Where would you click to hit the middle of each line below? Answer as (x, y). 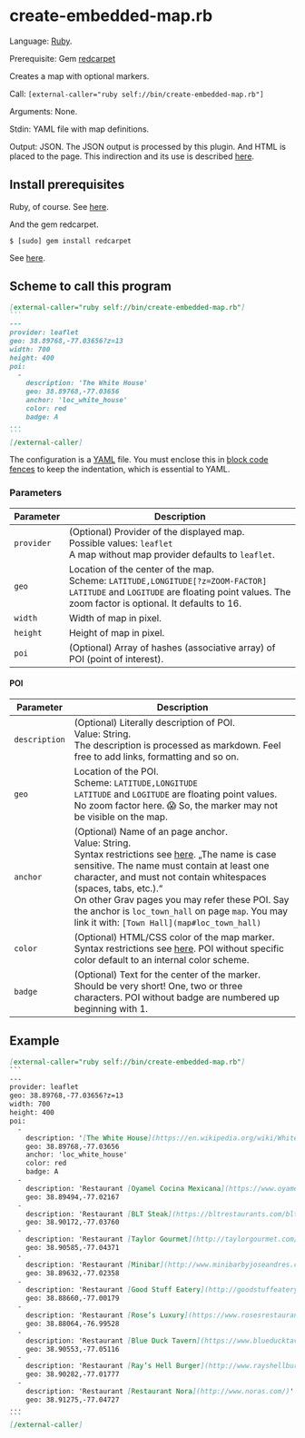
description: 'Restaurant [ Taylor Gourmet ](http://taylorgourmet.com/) (164, 1240)
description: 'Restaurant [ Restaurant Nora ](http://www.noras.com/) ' (160, 1391)
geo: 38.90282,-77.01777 (73, 1374)
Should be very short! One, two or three (158, 986)
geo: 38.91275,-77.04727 (73, 1400)
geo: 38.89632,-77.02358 (73, 1273)
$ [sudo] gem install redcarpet (70, 241)
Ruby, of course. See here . (59, 206)
